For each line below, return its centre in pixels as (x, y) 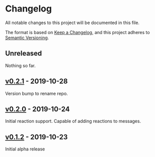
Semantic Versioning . (27, 38)
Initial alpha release (25, 149)
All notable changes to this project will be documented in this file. (72, 23)
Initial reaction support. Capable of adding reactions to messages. (73, 121)
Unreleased (24, 53)
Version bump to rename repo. (37, 93)
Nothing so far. (20, 65)
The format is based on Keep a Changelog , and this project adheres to (77, 32)
